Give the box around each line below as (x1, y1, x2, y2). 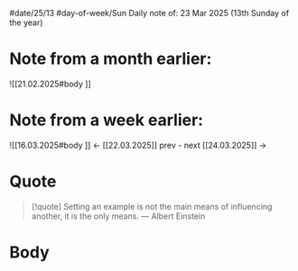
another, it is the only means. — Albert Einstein (31, 211, 206, 221)
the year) (9, 17, 43, 28)
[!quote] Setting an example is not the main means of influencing (31, 201, 273, 212)
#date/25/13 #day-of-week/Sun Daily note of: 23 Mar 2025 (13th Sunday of (9, 8, 290, 18)
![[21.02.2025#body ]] (9, 78, 92, 89)
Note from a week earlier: (9, 110, 204, 131)
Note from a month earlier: (9, 49, 212, 69)
